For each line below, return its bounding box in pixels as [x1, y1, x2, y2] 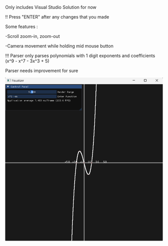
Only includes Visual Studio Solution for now [5, 4, 96, 10]
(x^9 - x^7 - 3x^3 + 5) [5, 58, 49, 64]
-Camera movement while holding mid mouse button [5, 43, 113, 49]
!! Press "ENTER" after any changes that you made [5, 14, 109, 19]
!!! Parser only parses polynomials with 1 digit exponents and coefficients [5, 52, 155, 58]
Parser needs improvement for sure [5, 67, 78, 73]
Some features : [5, 23, 38, 29]
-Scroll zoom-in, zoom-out [5, 33, 60, 39]
